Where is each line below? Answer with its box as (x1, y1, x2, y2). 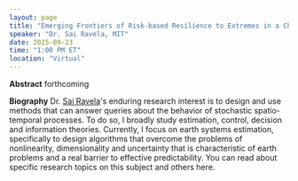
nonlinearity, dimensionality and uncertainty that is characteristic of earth (9, 143, 278, 153)
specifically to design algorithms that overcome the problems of (9, 134, 243, 144)
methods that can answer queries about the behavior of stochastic (9, 106, 253, 115)
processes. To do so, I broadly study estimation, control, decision (43, 114, 282, 125)
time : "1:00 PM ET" (9, 46, 82, 55)
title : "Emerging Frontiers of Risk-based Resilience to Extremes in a (9, 21, 279, 30)
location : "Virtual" (9, 54, 86, 63)
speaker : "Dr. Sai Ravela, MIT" (9, 29, 129, 38)
